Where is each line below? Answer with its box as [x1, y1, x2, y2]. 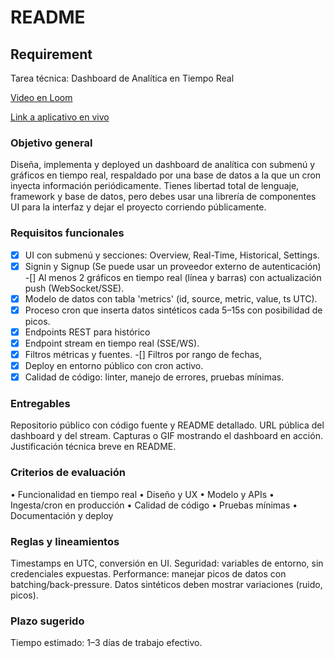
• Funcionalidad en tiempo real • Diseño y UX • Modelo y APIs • [10, 488, 275, 500]
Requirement [10, 46, 93, 63]
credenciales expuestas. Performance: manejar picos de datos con [10, 568, 287, 580]
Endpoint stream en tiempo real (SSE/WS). [24, 337, 200, 349]
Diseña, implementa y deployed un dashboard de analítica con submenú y [10, 159, 316, 171]
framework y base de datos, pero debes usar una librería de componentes [10, 191, 317, 203]
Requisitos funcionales [10, 226, 125, 240]
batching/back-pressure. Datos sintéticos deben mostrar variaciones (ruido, [10, 579, 323, 591]
